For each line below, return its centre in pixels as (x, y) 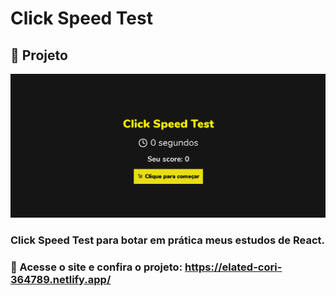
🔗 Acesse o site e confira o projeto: (96, 267)
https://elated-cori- (233, 267)
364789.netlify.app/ (61, 279)
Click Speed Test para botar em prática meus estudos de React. (168, 240)
